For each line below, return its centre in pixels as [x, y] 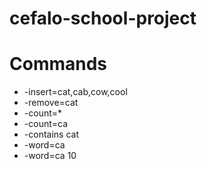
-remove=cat [51, 103]
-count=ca [46, 124]
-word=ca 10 [50, 156]
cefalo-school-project [103, 18]
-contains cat [51, 134]
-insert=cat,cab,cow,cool [75, 92]
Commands [58, 64]
